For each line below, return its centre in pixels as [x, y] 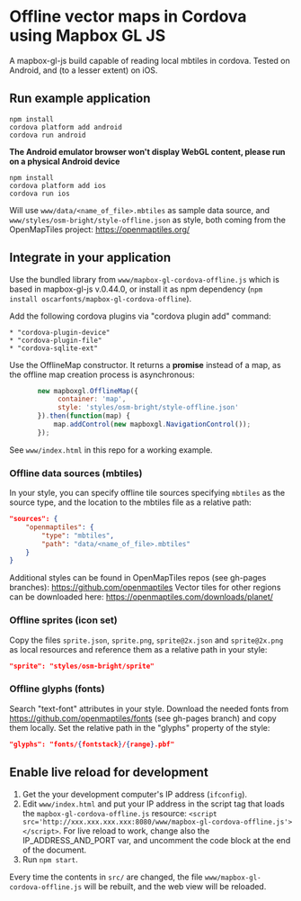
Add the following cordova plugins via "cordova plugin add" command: [140, 316]
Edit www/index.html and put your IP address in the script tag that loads [153, 804]
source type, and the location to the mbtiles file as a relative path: [130, 502]
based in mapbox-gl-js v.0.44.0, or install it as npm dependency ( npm [136, 289]
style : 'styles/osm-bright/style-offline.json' [148, 408]
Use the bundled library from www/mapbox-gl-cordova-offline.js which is [145, 279]
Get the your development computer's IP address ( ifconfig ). [135, 794]
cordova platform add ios [58, 185]
